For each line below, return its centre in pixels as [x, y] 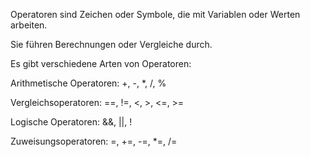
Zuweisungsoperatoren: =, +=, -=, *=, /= [94, 141]
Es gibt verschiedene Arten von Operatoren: [101, 63]
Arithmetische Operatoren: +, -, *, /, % [88, 83]
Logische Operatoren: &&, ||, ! [71, 122]
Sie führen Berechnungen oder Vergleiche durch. [111, 44]
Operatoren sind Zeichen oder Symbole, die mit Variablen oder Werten [155, 14]
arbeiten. [29, 25]
